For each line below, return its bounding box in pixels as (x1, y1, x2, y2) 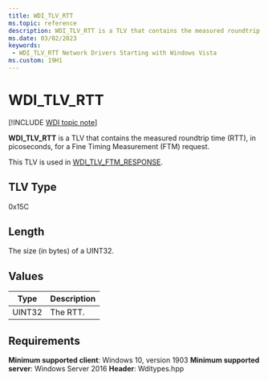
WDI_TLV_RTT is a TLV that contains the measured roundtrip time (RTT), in (8, 133, 257, 143)
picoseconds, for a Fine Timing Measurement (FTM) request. (8, 141, 210, 151)
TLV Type (8, 180, 58, 194)
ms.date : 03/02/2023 (8, 34, 78, 43)
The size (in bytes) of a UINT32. (8, 246, 115, 256)
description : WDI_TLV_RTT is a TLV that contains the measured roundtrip (8, 26, 261, 34)
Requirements (8, 334, 80, 347)
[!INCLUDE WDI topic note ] (8, 117, 98, 127)
